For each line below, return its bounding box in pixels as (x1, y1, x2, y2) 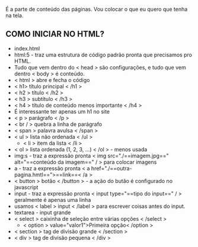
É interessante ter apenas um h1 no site (14, 107, 110, 115)
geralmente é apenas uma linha (14, 196, 91, 203)
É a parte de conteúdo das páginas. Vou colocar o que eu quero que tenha (5, 6, 188, 12)
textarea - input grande (14, 208, 71, 216)
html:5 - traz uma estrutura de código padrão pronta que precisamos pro (14, 51, 192, 58)
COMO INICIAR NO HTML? (5, 29, 105, 39)
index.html (14, 45, 40, 52)
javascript (14, 183, 39, 191)
